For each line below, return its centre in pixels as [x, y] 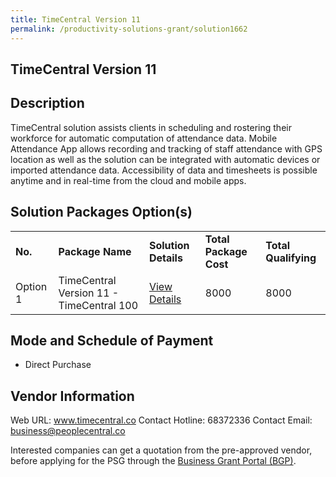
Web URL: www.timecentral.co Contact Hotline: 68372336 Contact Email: [161, 420]
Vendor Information [72, 396]
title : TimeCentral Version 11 [75, 19]
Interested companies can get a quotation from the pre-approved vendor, [161, 450]
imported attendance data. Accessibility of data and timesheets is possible [164, 170]
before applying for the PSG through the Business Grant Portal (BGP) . [153, 461]
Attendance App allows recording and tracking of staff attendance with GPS [166, 148]
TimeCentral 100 [98, 305]
